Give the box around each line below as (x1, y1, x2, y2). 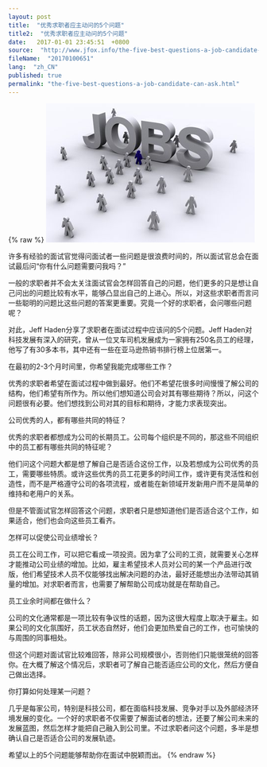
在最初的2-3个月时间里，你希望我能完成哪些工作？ (8, 362, 173, 371)
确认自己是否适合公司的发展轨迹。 (8, 733, 120, 742)
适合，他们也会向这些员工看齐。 (14, 515, 120, 525)
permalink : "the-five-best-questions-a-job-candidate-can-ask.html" (8, 79, 240, 87)
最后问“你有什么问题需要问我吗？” (14, 261, 126, 270)
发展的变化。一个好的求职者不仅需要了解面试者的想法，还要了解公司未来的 (14, 713, 259, 722)
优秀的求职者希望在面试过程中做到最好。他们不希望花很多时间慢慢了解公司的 (8, 378, 259, 388)
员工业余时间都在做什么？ (8, 596, 92, 606)
